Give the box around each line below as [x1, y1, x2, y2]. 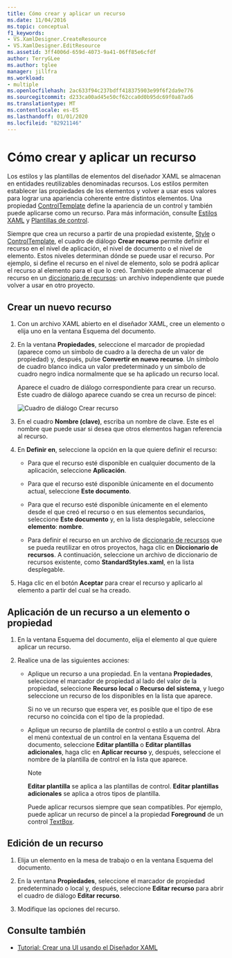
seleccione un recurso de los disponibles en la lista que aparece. [27, 692, 213, 700]
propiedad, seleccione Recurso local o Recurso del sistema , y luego [27, 685, 225, 693]
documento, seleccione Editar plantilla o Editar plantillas [27, 741, 192, 749]
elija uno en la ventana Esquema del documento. [17, 327, 156, 336]
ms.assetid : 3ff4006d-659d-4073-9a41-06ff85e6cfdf [7, 49, 157, 56]
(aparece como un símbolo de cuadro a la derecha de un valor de [17, 347, 204, 356]
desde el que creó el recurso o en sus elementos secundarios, [27, 508, 206, 516]
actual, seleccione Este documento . [27, 487, 132, 496]
